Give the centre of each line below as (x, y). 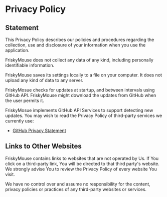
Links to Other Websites (43, 146)
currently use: (20, 121)
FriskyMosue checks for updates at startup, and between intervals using (80, 90)
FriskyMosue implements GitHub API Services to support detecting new (79, 110)
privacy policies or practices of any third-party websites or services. (76, 189)
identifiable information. (30, 65)
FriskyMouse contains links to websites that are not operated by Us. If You (82, 158)
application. (17, 50)
